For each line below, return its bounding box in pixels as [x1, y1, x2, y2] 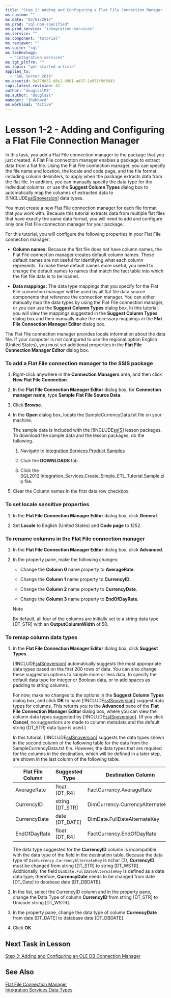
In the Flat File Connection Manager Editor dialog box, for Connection [12, 386, 161, 393]
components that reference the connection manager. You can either [12, 294, 155, 300]
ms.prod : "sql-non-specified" [5, 21, 70, 27]
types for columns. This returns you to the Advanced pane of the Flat [12, 703, 159, 709]
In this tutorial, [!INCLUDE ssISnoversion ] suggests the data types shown [12, 734, 164, 741]
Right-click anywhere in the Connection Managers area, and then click [12, 371, 162, 377]
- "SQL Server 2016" [10, 74, 53, 79]
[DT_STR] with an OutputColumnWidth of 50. [12, 621, 108, 627]
